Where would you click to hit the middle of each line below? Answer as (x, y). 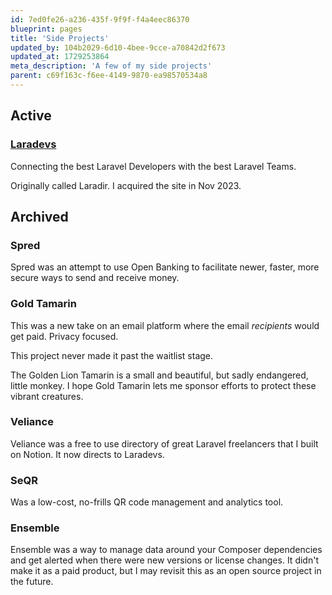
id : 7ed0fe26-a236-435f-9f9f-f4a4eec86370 (100, 19)
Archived (39, 216)
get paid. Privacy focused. (64, 336)
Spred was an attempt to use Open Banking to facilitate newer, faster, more (165, 267)
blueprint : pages (46, 29)
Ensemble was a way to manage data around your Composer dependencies (166, 550)
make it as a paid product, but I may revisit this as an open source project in (166, 571)
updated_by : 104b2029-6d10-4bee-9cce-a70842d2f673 (118, 47)
